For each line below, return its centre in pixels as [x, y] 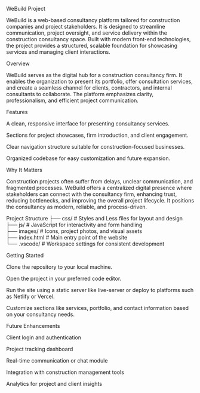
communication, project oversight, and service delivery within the [87, 33]
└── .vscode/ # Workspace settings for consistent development [85, 244]
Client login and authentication [44, 337]
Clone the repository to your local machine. [59, 267]
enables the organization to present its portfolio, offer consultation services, [99, 81]
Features [17, 112]
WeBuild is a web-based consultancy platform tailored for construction [93, 20]
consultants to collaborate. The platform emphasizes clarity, [80, 94]
